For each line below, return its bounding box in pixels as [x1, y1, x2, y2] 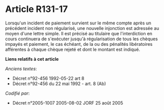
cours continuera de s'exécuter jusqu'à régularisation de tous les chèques [5, 36, 158, 42]
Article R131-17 [5, 3, 68, 15]
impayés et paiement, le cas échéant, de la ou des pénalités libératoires [5, 41, 152, 47]
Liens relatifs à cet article [5, 56, 59, 62]
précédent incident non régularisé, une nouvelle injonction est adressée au [5, 25, 159, 31]
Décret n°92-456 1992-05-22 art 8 [12, 75, 84, 81]
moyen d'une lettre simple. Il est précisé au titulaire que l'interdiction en [5, 30, 152, 36]
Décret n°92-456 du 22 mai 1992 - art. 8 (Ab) [12, 81, 106, 87]
